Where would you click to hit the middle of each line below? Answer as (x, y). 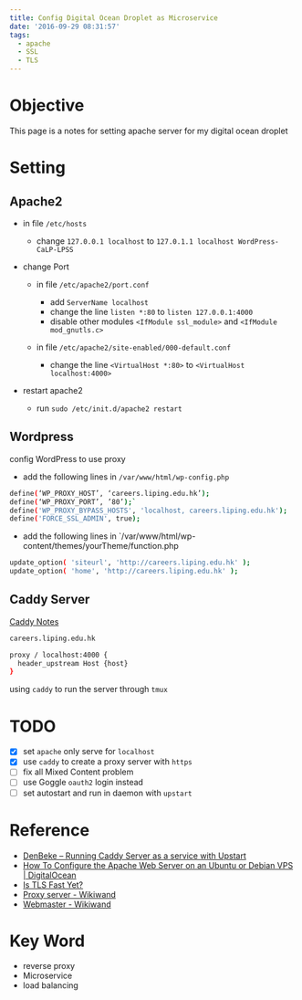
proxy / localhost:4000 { (58, 655)
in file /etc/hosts (55, 223)
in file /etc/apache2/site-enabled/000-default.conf (133, 347)
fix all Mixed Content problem (78, 772)
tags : (20, 35)
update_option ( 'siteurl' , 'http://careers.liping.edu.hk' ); (130, 563)
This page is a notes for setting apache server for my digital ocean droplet (149, 131)
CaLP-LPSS (55, 249)
